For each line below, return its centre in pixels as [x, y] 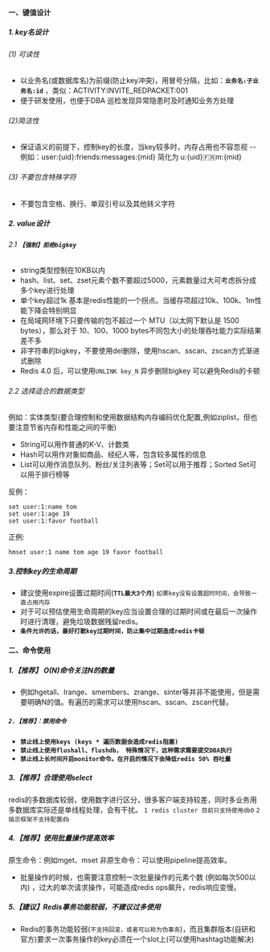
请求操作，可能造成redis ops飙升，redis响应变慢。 [157, 887]
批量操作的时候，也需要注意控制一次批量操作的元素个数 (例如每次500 [134, 877]
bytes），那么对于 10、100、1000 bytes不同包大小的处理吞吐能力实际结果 [141, 331]
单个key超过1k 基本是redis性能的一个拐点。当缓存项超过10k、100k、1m [137, 300]
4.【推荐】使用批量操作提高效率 [61, 838]
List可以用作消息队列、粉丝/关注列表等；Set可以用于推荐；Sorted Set [135, 465]
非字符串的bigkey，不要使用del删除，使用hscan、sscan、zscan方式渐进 [139, 351]
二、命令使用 [29, 650]
